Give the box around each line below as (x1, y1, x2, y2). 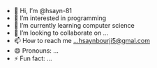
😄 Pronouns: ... (13, 46, 59, 55)
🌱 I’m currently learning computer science (13, 22, 135, 29)
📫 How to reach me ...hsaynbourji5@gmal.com (13, 37, 151, 44)
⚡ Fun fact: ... (13, 54, 52, 62)
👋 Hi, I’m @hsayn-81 (13, 7, 72, 15)
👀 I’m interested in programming (13, 14, 107, 22)
